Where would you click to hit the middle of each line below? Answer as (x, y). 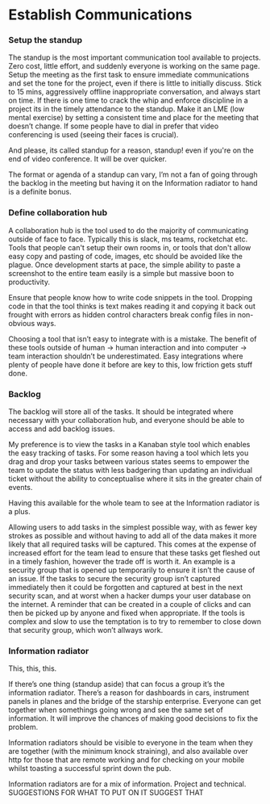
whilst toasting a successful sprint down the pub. (90, 768)
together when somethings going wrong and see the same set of (116, 710)
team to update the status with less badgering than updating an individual (130, 471)
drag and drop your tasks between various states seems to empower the (129, 462)
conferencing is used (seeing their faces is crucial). (93, 135)
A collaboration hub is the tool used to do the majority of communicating (129, 230)
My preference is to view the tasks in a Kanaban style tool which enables (129, 445)
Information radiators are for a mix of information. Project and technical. (127, 784)
